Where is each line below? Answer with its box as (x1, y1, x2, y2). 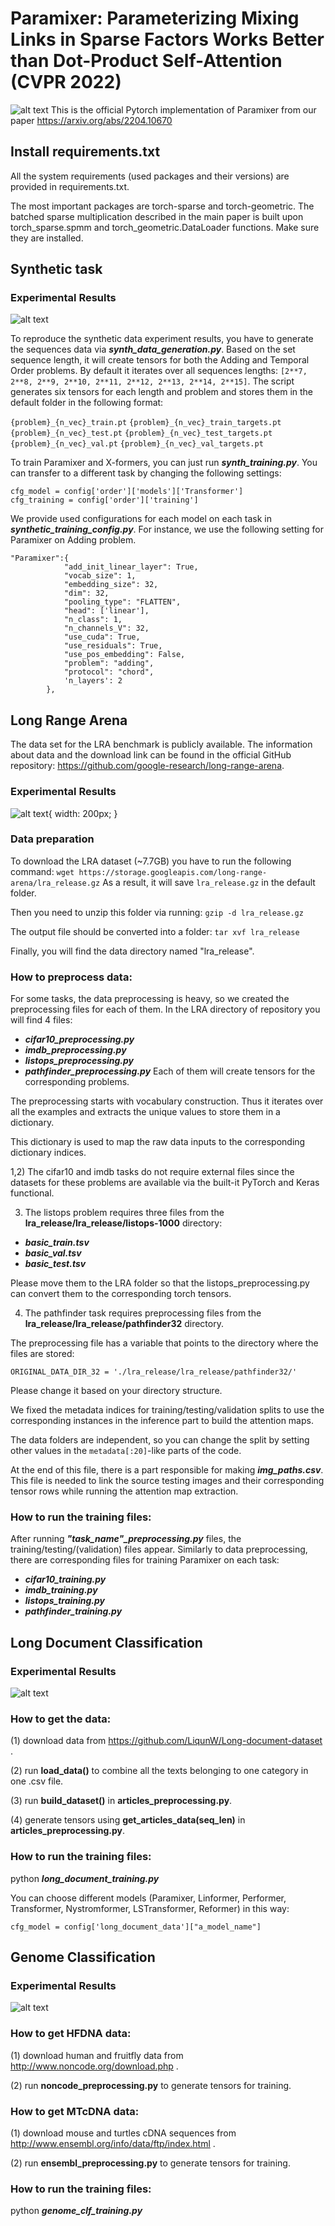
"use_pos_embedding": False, (63, 650, 186, 660)
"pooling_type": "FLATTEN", (63, 597, 182, 607)
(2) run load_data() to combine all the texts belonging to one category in (10, 1765, 309, 1777)
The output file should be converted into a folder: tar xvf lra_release (10, 925, 300, 937)
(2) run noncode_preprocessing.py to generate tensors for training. (10, 2079, 292, 2091)
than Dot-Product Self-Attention (10, 50, 283, 72)
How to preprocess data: (10, 970, 133, 984)
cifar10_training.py (24, 1573, 107, 1586)
